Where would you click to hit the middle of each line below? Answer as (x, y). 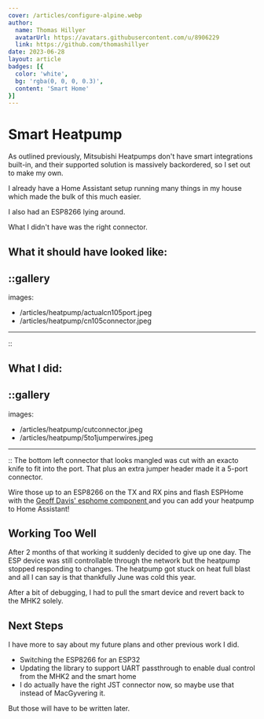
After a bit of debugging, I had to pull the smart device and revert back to (126, 592)
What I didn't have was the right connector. (78, 227)
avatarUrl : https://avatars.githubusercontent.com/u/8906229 (117, 37)
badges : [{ (26, 67)
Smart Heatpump (65, 135)
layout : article (35, 60)
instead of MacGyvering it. (62, 693)
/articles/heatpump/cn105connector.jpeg (85, 321)
